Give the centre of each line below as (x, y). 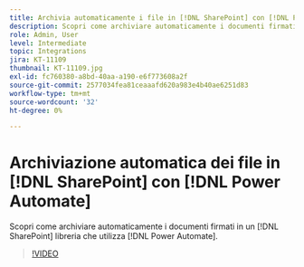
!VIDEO (45, 253)
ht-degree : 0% (36, 110)
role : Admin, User (44, 34)
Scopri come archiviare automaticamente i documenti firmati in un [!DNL (144, 226)
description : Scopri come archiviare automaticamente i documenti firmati (153, 26)
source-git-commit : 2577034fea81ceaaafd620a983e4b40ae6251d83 (129, 85)
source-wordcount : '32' (54, 102)
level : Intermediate (48, 43)
